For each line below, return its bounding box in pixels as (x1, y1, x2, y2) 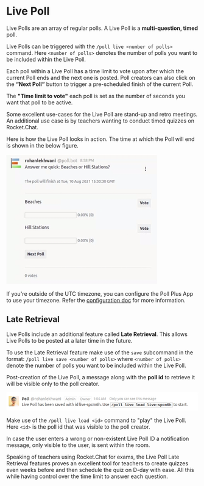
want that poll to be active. (6, 99, 73, 106)
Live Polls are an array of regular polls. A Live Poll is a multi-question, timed (6, 24, 199, 32)
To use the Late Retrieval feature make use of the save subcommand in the (6, 349, 194, 356)
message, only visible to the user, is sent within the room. (6, 441, 150, 449)
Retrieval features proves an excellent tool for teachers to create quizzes (6, 459, 189, 467)
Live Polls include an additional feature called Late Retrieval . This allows (6, 331, 188, 338)
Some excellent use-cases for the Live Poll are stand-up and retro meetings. (6, 110, 198, 118)
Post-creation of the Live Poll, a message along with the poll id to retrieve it (6, 373, 195, 381)
